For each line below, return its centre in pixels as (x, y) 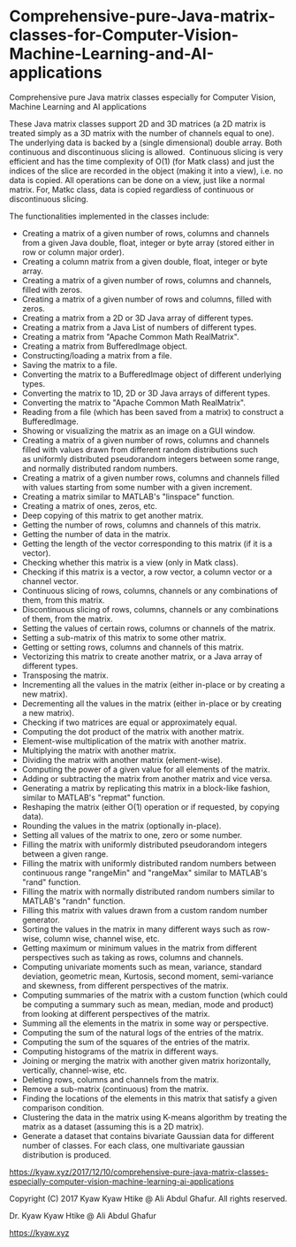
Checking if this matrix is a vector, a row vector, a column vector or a (147, 572)
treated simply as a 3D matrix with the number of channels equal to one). (142, 133)
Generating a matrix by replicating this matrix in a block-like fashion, (146, 788)
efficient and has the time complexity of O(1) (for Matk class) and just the (142, 161)
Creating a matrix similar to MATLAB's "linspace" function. (128, 496)
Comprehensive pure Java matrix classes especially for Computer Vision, (143, 97)
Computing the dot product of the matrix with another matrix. (133, 731)
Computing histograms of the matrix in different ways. (120, 1051)
